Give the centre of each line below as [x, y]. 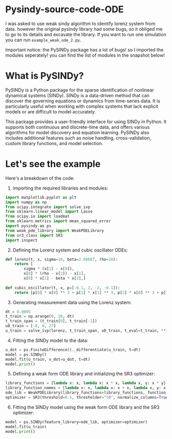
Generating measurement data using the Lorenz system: [72, 302]
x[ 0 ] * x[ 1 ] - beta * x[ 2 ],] [55, 279]
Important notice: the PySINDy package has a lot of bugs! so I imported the [84, 50]
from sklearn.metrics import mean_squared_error [58, 221]
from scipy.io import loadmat [38, 216]
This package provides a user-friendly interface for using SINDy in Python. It [86, 122]
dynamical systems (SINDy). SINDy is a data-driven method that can [78, 95]
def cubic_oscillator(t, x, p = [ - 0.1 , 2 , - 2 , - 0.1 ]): [63, 288]
